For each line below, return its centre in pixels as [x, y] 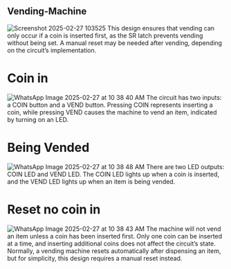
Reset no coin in [54, 209]
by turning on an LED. [38, 119]
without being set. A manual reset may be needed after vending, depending [115, 43]
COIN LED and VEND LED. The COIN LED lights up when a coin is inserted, [113, 174]
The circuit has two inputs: [184, 97]
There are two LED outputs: [185, 166]
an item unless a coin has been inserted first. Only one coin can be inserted [115, 236]
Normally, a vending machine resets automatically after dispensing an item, [114, 251]
